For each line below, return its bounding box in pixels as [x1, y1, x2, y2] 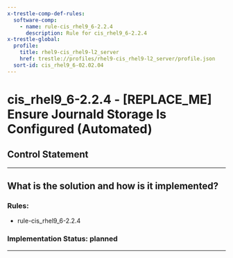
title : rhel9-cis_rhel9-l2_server [19, 49, 119, 56]
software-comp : [13, 17, 58, 24]
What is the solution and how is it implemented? [7, 180, 218, 192]
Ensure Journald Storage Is [7, 106, 167, 122]
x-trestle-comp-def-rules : [7, 10, 85, 17]
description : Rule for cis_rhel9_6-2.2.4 [25, 29, 148, 37]
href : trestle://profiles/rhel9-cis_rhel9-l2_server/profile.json [19, 55, 216, 62]
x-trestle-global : [7, 36, 60, 43]
